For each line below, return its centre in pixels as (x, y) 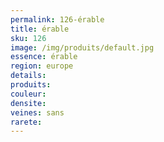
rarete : (26, 122)
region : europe (42, 66)
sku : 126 (28, 38)
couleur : (28, 94)
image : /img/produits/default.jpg (82, 47)
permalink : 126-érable (57, 19)
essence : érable (44, 57)
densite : (28, 103)
